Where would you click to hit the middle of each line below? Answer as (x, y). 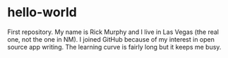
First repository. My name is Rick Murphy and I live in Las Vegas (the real (113, 32)
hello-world (42, 12)
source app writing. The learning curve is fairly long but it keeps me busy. (114, 47)
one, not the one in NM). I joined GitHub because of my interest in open (111, 39)
